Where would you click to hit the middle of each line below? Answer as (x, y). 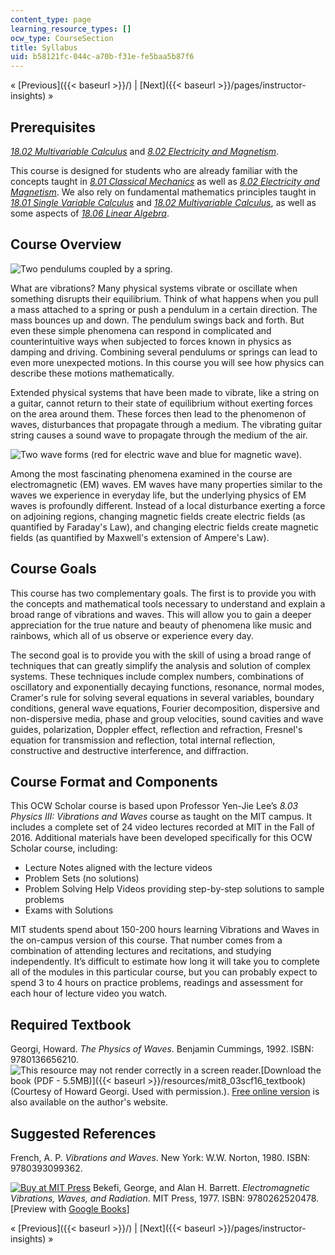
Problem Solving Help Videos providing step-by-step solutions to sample (174, 889)
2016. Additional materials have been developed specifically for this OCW (161, 838)
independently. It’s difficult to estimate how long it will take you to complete (165, 962)
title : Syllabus (44, 47)
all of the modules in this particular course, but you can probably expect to (164, 972)
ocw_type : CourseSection (62, 38)
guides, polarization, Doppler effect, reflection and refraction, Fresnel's (156, 729)
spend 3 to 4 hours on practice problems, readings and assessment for (157, 983)
